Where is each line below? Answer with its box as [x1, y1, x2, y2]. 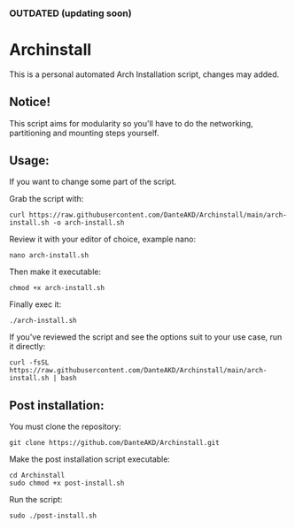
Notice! [9, 95, 51, 110]
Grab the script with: [9, 194, 84, 204]
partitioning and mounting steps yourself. [9, 127, 159, 138]
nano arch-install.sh [9, 251, 89, 260]
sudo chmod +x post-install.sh [9, 479, 125, 488]
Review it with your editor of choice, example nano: [9, 234, 197, 245]
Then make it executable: [9, 266, 102, 277]
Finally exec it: [9, 299, 62, 310]
